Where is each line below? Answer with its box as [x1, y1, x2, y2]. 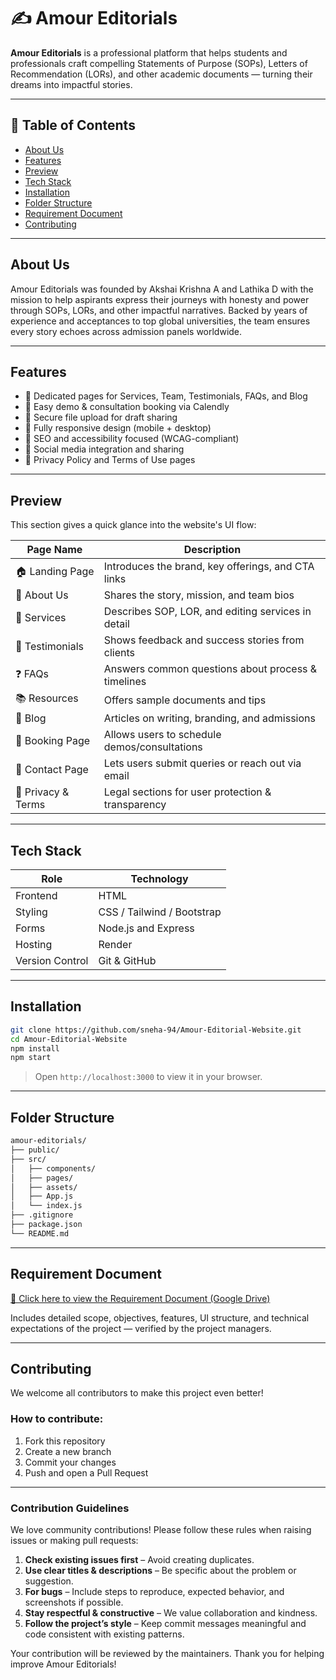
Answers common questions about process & [103, 662, 318, 676]
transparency [103, 798, 167, 812]
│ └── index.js [10, 1201, 83, 1211]
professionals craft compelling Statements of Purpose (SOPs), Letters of [10, 57, 308, 69]
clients [103, 646, 135, 660]
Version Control [15, 954, 89, 967]
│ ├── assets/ [10, 1182, 78, 1192]
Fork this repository [24, 1435, 106, 1447]
